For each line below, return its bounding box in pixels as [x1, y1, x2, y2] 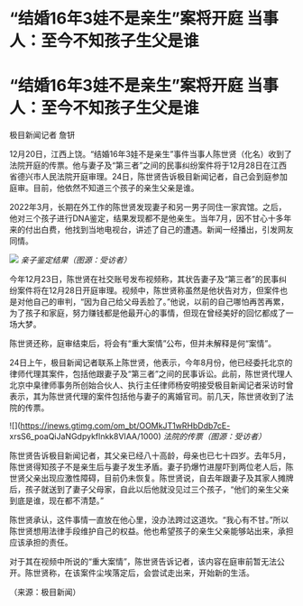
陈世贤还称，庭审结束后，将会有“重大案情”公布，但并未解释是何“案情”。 [9, 338, 277, 349]
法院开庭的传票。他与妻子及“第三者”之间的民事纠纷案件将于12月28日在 [9, 160, 271, 171]
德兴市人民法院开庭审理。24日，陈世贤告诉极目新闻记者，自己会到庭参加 [16, 171, 289, 182]
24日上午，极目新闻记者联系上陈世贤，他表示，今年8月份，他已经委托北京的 [9, 357, 293, 368]
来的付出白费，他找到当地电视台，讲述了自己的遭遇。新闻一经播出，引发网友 [9, 225, 294, 235]
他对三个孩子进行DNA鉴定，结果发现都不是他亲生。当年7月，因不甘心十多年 [9, 213, 292, 224]
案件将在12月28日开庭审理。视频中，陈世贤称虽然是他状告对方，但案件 [16, 285, 280, 296]
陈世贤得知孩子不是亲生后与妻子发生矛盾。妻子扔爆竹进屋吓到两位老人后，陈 [9, 462, 294, 473]
